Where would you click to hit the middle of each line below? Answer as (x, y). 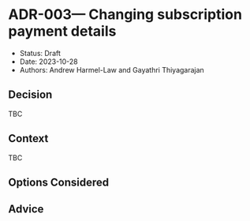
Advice (26, 210)
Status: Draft (40, 53)
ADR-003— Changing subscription (125, 15)
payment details (62, 31)
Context (28, 139)
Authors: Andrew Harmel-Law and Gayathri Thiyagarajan (112, 69)
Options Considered (58, 182)
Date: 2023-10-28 (49, 62)
